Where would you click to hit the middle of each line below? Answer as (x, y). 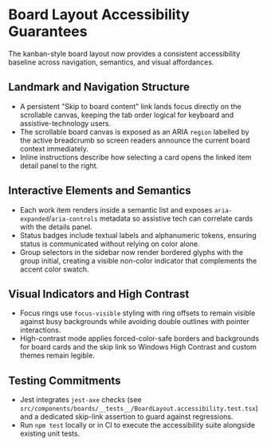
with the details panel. (56, 227)
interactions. (40, 330)
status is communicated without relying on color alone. (110, 244)
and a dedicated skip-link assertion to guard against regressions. (126, 417)
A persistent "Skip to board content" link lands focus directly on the (130, 106)
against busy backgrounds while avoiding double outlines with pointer (134, 322)
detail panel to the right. (59, 166)
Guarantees (48, 31)
